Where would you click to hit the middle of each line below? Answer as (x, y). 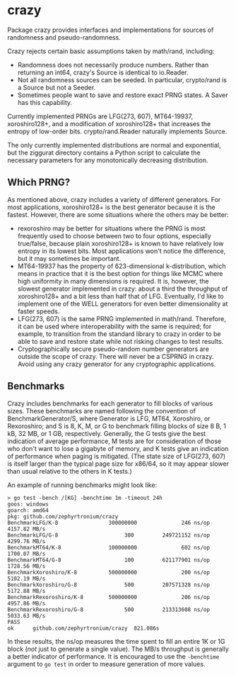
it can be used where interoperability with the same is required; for (114, 326)
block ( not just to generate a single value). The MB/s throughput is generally (118, 649)
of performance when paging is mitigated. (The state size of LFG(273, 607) (117, 456)
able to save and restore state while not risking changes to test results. (120, 341)
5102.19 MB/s (26, 579)
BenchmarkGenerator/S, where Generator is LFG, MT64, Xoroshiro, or (109, 418)
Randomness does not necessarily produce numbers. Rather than (113, 65)
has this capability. (45, 102)
